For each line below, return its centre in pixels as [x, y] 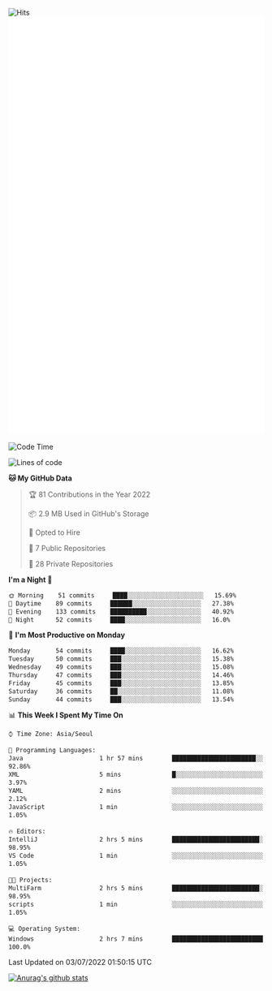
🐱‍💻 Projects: [30, 880]
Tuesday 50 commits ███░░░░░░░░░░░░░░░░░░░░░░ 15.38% [121, 659]
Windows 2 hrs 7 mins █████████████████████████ [136, 939]
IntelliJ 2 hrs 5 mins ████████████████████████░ [136, 839]
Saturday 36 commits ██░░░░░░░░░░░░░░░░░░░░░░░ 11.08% [121, 691]
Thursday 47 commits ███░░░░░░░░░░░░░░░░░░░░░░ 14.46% [121, 675]
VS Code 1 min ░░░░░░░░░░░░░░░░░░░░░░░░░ [136, 855]
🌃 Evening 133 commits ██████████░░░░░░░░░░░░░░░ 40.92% [121, 612]
